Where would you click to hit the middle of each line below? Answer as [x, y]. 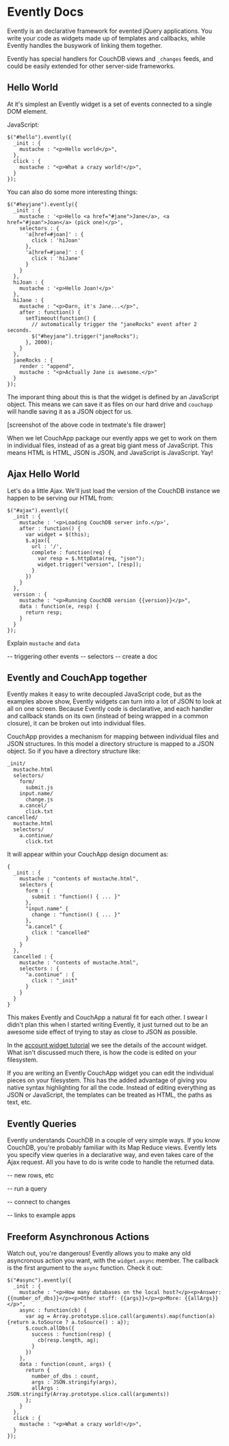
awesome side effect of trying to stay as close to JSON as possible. [102, 1032]
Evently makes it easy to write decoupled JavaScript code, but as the [104, 694]
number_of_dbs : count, [65, 1376]
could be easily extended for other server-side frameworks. [91, 66]
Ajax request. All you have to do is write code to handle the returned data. [111, 1162]
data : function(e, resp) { [59, 606]
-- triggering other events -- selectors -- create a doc [83, 656]
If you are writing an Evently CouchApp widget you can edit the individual [110, 1073]
